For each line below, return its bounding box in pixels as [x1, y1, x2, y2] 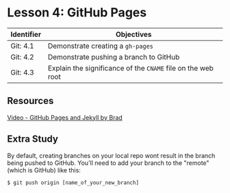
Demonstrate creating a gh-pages [47, 41, 154, 51]
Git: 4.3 [10, 67, 34, 77]
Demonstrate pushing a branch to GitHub [47, 52, 180, 62]
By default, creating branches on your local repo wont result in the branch [7, 151, 216, 159]
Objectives [115, 29, 152, 39]
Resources [7, 95, 54, 107]
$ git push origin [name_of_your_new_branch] [7, 179, 139, 186]
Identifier [10, 29, 42, 39]
